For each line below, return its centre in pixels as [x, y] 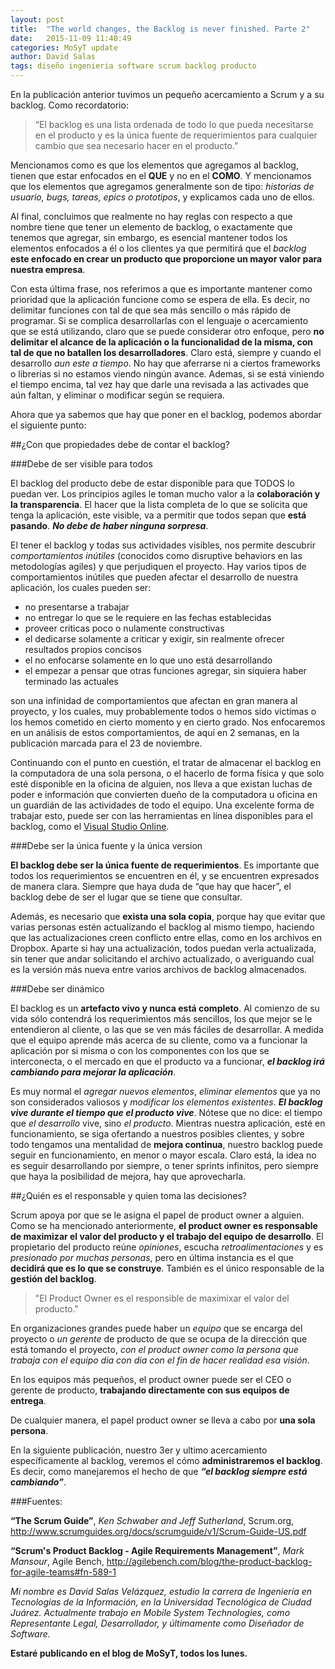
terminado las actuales [71, 681]
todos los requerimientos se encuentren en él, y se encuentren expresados [165, 875]
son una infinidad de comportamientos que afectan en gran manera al [154, 700]
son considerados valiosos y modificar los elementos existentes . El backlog [166, 1102]
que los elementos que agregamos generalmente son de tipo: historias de [162, 186]
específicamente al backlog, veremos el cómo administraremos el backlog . [166, 1460]
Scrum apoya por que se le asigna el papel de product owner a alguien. [157, 1215]
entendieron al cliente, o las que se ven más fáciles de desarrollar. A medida [167, 1029]
